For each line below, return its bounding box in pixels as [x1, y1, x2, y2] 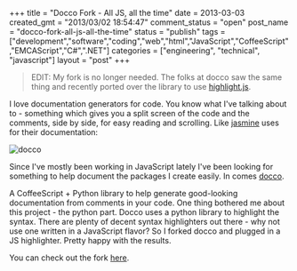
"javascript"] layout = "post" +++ [9, 55, 131, 65]
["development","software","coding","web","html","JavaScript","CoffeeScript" [9, 36, 289, 46]
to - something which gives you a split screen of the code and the [9, 108, 251, 118]
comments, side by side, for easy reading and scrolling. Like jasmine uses [9, 117, 280, 128]
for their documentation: [9, 127, 99, 137]
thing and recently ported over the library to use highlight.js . [30, 82, 252, 92]
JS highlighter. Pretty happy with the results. [9, 235, 172, 245]
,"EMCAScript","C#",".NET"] [9, 45, 110, 56]
